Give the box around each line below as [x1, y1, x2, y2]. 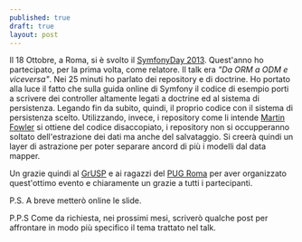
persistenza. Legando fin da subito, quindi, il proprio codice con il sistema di [9, 103, 294, 114]
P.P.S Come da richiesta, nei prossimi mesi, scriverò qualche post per [9, 213, 269, 224]
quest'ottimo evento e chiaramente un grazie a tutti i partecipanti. [9, 178, 253, 189]
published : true [9, 13, 71, 23]
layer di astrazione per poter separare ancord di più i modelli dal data [9, 141, 267, 152]
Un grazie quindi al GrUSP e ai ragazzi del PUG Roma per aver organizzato [9, 168, 288, 179]
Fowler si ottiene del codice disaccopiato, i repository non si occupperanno [9, 122, 290, 133]
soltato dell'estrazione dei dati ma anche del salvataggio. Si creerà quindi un [9, 132, 294, 143]
